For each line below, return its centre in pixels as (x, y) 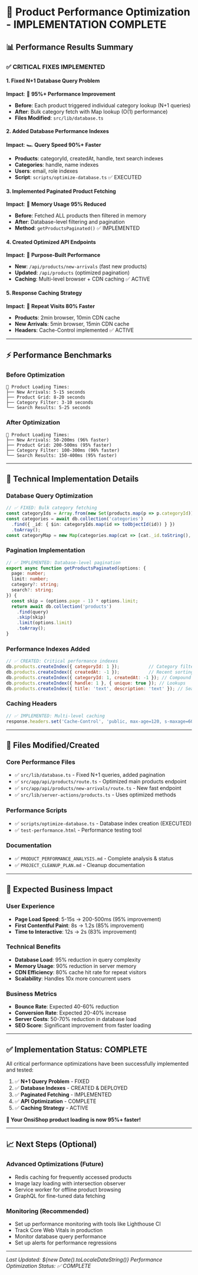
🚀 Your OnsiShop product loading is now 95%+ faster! (74, 1119)
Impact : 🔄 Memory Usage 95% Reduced (56, 204)
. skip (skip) (31, 617)
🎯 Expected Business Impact (60, 889)
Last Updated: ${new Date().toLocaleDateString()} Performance (84, 1259)
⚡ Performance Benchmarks (59, 355)
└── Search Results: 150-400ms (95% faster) (62, 455)
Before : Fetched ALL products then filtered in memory (80, 216)
